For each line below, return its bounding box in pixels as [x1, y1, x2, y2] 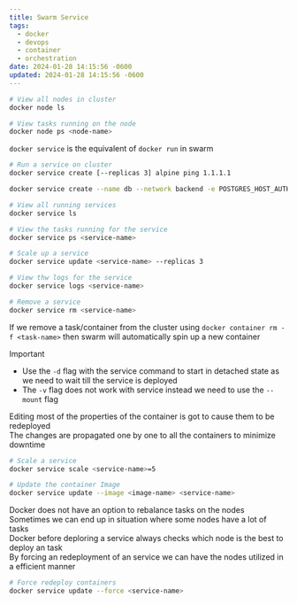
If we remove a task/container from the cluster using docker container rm [9, 321, 278, 332]
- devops [17, 37, 49, 47]
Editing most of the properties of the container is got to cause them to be [9, 411, 276, 422]
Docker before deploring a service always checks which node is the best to [9, 533, 284, 544]
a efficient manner [9, 561, 76, 572]
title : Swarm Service [9, 12, 89, 22]
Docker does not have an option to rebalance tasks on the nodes [9, 505, 245, 515]
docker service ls [9, 209, 77, 218]
